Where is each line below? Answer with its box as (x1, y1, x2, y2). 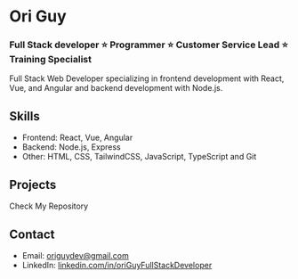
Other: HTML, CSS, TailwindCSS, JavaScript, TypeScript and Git (21, 152, 257, 162)
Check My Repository (9, 201, 89, 211)
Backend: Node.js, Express (21, 142, 122, 152)
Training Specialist (9, 53, 92, 66)
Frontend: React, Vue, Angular (21, 132, 133, 144)
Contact (9, 226, 55, 242)
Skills (9, 109, 40, 124)
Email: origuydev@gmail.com (21, 250, 129, 260)
